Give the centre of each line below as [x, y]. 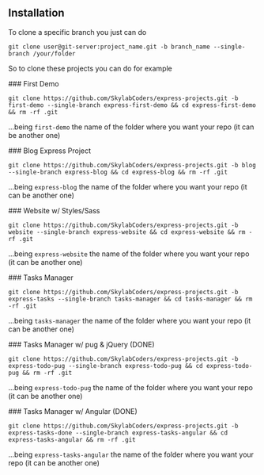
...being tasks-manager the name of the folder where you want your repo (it [130, 320]
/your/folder [55, 54]
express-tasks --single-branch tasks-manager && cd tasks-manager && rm [130, 299]
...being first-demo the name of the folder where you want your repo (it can [131, 127]
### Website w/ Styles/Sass [54, 210]
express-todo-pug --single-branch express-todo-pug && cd [106, 366]
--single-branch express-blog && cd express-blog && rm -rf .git [118, 172]
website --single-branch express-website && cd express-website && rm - [130, 232]
